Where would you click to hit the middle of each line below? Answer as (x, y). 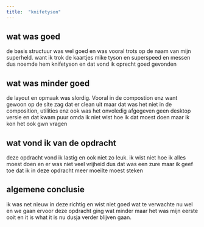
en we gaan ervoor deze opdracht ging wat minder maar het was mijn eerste (102, 211)
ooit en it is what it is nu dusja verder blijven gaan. (69, 217)
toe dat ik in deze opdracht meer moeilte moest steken (75, 170)
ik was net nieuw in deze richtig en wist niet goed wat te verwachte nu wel (100, 204)
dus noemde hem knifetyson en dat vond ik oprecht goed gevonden (92, 64)
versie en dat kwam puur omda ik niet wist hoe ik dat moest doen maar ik (98, 117)
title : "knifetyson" (34, 12)
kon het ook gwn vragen (37, 124)
